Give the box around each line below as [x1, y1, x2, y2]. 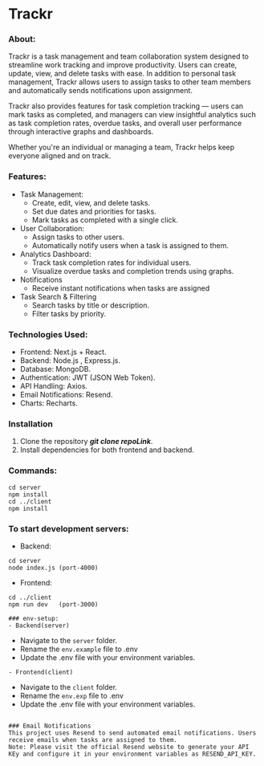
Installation [8, 418, 54, 430]
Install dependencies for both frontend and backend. [19, 445, 195, 454]
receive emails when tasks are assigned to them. [8, 735, 178, 744]
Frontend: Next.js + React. [19, 347, 107, 357]
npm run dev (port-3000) [8, 600, 99, 609]
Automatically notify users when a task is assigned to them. [31, 240, 229, 250]
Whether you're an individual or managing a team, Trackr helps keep [8, 142, 235, 153]
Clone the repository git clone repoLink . [19, 437, 153, 446]
